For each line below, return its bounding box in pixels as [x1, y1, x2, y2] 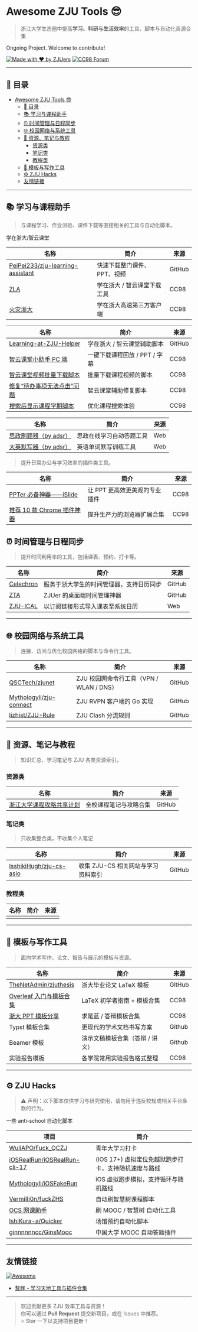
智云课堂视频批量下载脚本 [9, 371, 81, 379]
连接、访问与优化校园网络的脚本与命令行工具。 [20, 648, 134, 655]
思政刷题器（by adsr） [9, 431, 72, 440]
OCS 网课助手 [9, 1206, 47, 1214]
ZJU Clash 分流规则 [76, 712, 131, 720]
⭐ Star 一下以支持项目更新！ [20, 1317, 90, 1325]
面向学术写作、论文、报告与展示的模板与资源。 [20, 954, 134, 961]
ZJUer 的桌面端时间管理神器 [43, 592, 122, 600]
